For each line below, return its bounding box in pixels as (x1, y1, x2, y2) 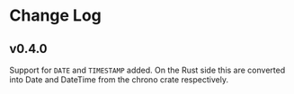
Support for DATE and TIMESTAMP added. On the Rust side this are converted (9, 64, 286, 75)
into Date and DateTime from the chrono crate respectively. (9, 74, 229, 85)
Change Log (9, 5, 102, 26)
